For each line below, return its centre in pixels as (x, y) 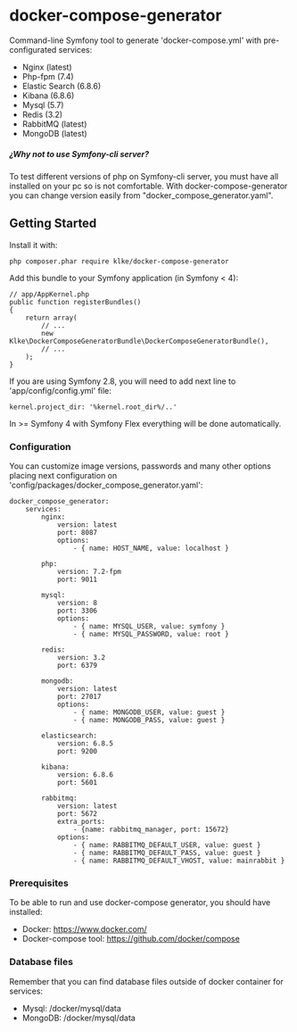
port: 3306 (77, 611)
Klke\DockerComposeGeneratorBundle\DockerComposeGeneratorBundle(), (139, 341)
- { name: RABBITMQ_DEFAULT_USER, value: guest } (167, 845)
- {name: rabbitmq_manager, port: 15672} (151, 830)
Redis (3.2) (42, 114)
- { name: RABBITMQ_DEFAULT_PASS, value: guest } (167, 853)
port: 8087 (77, 533)
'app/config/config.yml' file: (60, 390)
